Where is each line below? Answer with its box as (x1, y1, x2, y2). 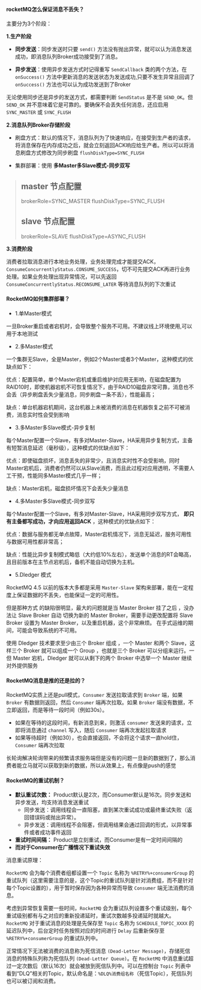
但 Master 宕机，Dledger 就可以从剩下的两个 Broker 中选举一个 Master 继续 (6, 655, 192, 662)
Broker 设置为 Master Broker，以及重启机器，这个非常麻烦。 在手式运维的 (6, 619, 188, 627)
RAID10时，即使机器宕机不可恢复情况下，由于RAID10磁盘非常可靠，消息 (6, 383, 184, 390)
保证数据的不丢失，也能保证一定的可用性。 (16, 592, 122, 599)
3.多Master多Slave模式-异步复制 (14, 424, 95, 431)
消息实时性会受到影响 (16, 411, 70, 419)
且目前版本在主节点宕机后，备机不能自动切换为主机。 (6, 559, 138, 566)
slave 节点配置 (20, 216, 75, 226)
